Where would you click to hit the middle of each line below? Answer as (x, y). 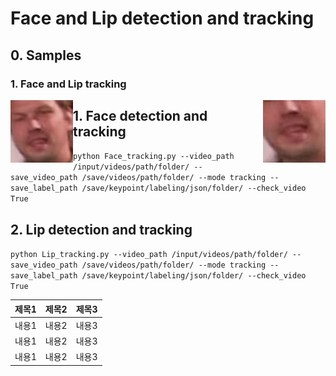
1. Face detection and (140, 115)
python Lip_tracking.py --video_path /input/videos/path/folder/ (149, 255)
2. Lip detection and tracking (101, 229)
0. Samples (46, 55)
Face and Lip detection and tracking (162, 18)
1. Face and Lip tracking (68, 84)
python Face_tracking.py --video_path (154, 157)
